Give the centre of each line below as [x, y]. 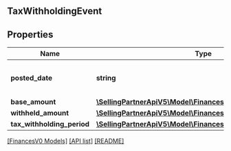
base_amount [33, 102]
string [106, 78]
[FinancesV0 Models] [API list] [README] [66, 141]
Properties [30, 35]
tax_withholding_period [50, 124]
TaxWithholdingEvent [55, 11]
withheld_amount [40, 113]
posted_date [32, 78]
